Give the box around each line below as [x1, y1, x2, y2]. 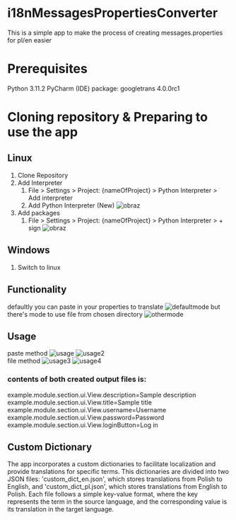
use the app [7, 124, 78, 140]
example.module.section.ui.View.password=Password [7, 413, 165, 422]
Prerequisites [7, 61, 88, 77]
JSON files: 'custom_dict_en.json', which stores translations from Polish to [7, 475, 223, 483]
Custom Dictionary [7, 441, 93, 453]
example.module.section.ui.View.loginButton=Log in [7, 420, 159, 429]
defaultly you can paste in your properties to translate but [7, 303, 220, 311]
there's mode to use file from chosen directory [7, 310, 143, 318]
